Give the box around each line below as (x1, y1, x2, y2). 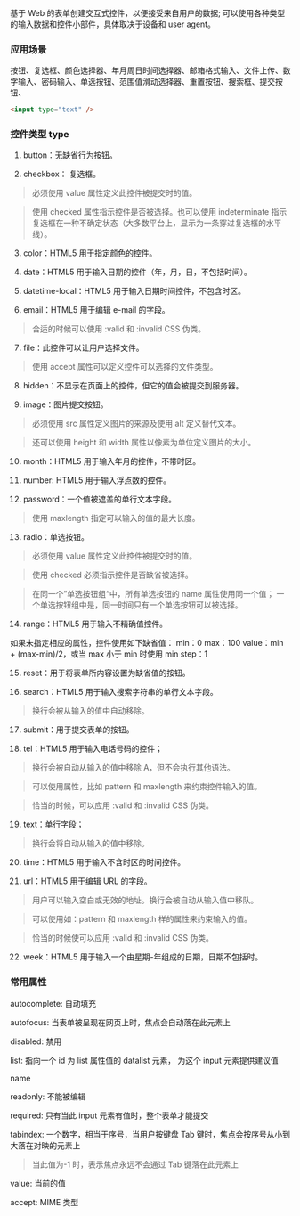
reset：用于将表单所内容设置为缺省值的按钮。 (22, 667, 191, 679)
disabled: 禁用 (10, 1036, 61, 1047)
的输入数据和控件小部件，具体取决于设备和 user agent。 (10, 19, 216, 29)
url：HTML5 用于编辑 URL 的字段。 (22, 876, 152, 886)
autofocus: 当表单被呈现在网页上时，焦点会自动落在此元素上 (10, 1016, 231, 1027)
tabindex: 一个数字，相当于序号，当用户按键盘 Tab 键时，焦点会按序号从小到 (10, 1129, 291, 1139)
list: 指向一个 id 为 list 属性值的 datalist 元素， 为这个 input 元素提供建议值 (10, 1055, 279, 1065)
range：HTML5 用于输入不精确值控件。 (22, 618, 168, 630)
